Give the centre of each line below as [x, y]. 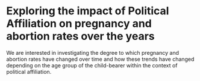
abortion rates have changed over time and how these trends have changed [100, 59]
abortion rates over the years [80, 36]
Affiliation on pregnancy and [79, 24]
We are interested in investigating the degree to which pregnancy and [93, 52]
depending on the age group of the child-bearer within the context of [92, 65]
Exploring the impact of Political [88, 11]
